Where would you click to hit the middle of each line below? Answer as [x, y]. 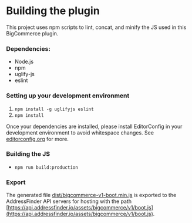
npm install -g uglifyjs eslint [54, 109]
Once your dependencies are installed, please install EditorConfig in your [94, 126]
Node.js [24, 62]
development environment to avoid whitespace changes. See [80, 132]
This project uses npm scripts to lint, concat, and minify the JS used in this [96, 27]
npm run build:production [46, 167]
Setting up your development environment [68, 96]
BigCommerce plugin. [32, 33]
